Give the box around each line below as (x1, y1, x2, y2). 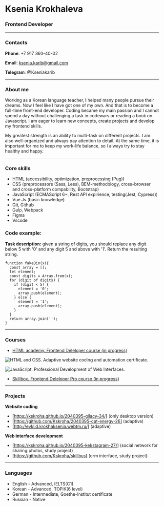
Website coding (5, 404, 38, 410)
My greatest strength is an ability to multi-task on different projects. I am (5, 133, 150, 139)
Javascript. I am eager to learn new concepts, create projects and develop (5, 118, 155, 124)
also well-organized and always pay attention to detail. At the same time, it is (5, 138, 159, 144)
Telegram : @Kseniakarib (5, 69, 55, 75)
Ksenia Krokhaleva (5, 3, 83, 15)
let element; (9, 269, 36, 274)
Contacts (5, 39, 28, 46)
